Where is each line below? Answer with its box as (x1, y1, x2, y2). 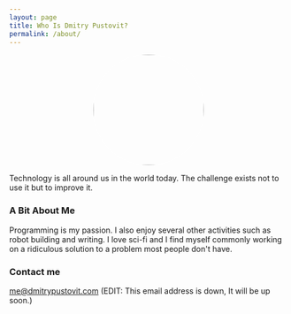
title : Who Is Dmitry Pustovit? (9, 21, 128, 30)
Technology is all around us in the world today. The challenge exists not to (9, 173, 280, 184)
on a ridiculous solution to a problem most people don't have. (9, 243, 233, 254)
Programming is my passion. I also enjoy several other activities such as (9, 225, 272, 235)
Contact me (9, 265, 61, 278)
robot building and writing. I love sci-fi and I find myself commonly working (9, 234, 283, 244)
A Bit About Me (9, 204, 75, 217)
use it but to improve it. (9, 182, 93, 193)
